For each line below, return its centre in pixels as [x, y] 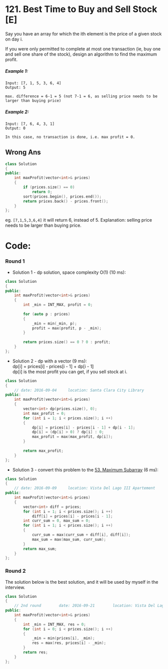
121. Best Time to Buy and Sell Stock [81, 9]
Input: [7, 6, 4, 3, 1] [30, 124]
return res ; [36, 652]
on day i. [14, 39]
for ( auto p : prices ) [47, 314]
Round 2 [15, 571]
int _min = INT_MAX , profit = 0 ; [58, 305]
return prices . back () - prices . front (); [66, 201]
